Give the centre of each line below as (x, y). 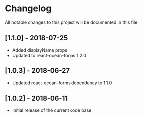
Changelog (28, 9)
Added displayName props (39, 50)
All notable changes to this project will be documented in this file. (72, 22)
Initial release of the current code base (52, 110)
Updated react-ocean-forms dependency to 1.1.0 (62, 83)
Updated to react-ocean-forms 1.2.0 (49, 55)
